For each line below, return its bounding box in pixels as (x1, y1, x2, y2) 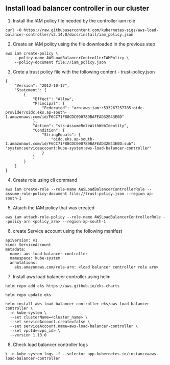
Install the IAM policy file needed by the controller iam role (12, 17, 135, 23)
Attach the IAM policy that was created (12, 204, 94, 211)
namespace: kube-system (10, 255, 60, 261)
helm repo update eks (5, 292, 52, 298)
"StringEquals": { (41, 132, 81, 137)
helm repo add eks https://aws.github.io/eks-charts (5, 283, 120, 288)
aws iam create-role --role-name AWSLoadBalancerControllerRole (5, 186, 145, 192)
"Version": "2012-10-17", (14, 83, 70, 88)
